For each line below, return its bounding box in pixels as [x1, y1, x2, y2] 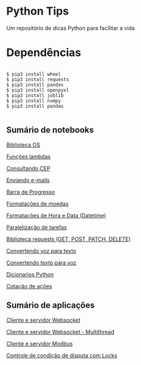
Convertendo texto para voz [6, 259, 77, 266]
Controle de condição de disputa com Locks [6, 352, 117, 359]
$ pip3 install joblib [6, 92, 64, 99]
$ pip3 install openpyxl [6, 87, 69, 93]
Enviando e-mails [6, 176, 50, 184]
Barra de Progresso [6, 188, 55, 195]
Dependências [6, 46, 81, 60]
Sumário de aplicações [6, 300, 95, 311]
